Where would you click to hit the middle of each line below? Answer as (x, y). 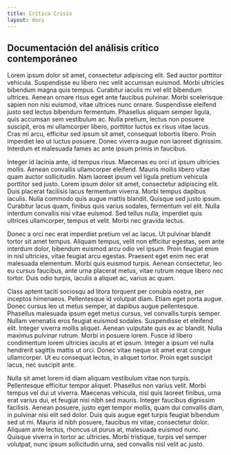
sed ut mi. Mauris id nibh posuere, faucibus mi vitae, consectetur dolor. (108, 423)
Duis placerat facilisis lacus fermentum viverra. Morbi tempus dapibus (107, 191)
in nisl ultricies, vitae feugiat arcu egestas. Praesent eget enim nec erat (108, 256)
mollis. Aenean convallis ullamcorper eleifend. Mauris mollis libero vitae (109, 169)
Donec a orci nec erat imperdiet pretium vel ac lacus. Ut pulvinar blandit (109, 234)
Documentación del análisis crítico (83, 48)
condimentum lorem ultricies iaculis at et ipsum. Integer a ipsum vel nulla (110, 343)
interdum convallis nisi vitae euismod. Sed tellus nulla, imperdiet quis (105, 213)
